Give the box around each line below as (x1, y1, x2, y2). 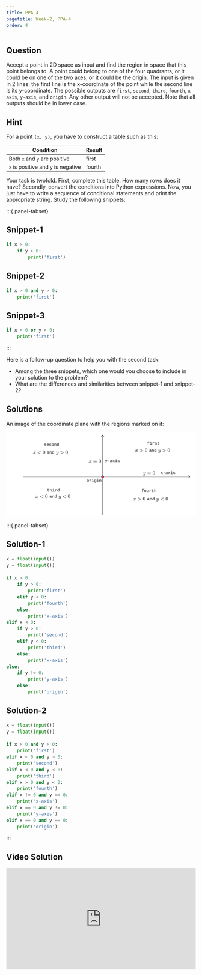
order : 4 (6, 22, 28, 28)
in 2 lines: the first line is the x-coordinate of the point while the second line (6, 80, 193, 88)
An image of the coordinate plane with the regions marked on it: (6, 420, 164, 427)
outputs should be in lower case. (6, 100, 87, 107)
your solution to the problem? (14, 374, 88, 381)
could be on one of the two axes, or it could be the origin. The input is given (6, 74, 194, 81)
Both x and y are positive (8, 155, 70, 162)
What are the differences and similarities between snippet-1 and (14, 380, 173, 387)
